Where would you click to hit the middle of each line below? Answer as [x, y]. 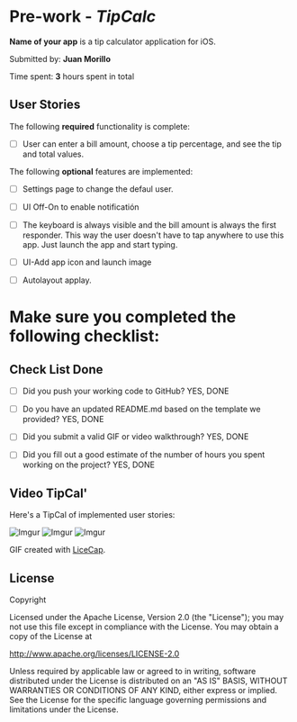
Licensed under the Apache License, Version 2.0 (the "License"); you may [147, 617]
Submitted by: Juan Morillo [60, 59]
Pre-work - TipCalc [83, 17]
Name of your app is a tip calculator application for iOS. [112, 41]
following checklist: [85, 336]
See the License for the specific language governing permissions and [138, 700]
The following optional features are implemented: [101, 171]
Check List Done [56, 370]
